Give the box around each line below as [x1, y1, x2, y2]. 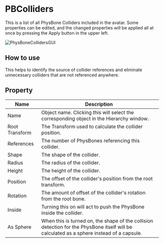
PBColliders [5, 3, 54, 15]
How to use [5, 54, 40, 62]
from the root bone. [41, 195, 86, 202]
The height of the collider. [41, 167, 101, 174]
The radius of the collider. [41, 159, 101, 166]
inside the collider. [41, 209, 84, 216]
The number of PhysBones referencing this [41, 137, 140, 144]
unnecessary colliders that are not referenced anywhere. [5, 72, 120, 78]
